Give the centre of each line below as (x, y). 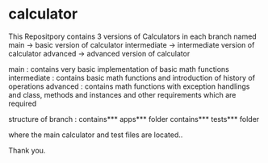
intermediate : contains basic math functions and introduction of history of (132, 77)
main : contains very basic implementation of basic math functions (119, 69)
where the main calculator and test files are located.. (96, 135)
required (23, 103)
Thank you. (27, 150)
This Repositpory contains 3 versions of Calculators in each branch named (132, 36)
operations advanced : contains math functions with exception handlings (129, 86)
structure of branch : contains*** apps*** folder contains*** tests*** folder (134, 119)
